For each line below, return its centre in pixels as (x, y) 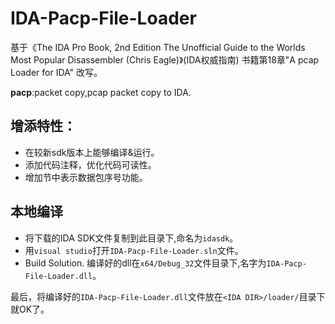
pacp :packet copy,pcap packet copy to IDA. (101, 92)
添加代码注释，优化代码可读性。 (90, 164)
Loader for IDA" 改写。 (56, 72)
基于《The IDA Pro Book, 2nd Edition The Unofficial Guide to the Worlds (158, 47)
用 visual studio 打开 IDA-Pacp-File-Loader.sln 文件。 (134, 250)
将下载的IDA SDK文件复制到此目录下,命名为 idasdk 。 (131, 238)
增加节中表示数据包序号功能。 (86, 177)
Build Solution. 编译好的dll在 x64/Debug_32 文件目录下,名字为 (145, 263)
